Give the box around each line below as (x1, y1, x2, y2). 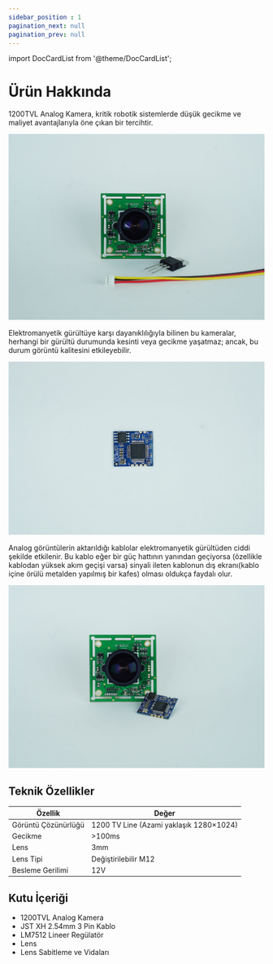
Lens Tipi (11, 854, 43, 864)
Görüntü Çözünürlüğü (11, 820, 85, 830)
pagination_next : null (8, 21, 85, 30)
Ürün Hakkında (8, 82, 111, 101)
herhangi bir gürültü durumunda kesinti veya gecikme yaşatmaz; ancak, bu (8, 337, 258, 346)
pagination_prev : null (8, 30, 85, 38)
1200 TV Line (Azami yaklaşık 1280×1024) (91, 820, 238, 830)
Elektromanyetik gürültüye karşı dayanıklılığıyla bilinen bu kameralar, (8, 328, 237, 338)
